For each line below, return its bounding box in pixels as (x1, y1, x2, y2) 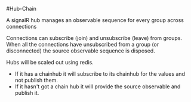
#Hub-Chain (6, 5, 37, 12)
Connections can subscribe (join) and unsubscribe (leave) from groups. (6, 35, 183, 41)
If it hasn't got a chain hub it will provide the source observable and (14, 83, 181, 90)
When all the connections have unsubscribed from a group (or (6, 41, 159, 48)
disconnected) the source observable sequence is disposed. (6, 47, 155, 54)
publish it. (14, 89, 39, 96)
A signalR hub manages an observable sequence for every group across (6, 17, 184, 23)
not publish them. (14, 77, 58, 84)
